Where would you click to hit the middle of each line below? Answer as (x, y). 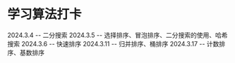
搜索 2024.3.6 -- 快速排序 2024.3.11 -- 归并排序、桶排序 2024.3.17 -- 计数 (113, 43)
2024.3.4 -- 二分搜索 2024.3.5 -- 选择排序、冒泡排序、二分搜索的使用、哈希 (117, 35)
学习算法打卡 (45, 14)
